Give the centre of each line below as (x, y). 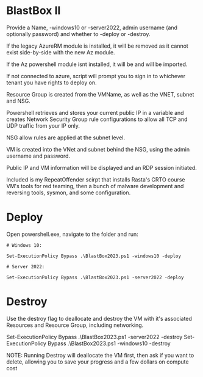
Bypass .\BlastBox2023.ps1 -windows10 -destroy (109, 343)
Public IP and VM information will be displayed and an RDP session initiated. (101, 167)
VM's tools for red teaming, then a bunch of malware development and (95, 186)
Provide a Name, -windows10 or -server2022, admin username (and (92, 27)
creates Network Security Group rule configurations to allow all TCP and (97, 119)
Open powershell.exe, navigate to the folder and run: (72, 234)
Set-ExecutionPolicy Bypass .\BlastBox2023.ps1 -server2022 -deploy (95, 277)
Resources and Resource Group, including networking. (75, 325)
